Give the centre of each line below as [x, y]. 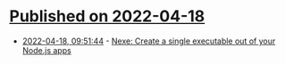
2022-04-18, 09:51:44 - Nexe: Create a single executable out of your [149, 41]
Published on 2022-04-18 [107, 16]
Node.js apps [46, 50]
